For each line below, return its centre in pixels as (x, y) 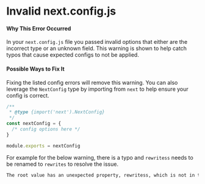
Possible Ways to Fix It (36, 69)
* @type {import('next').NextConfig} (57, 112)
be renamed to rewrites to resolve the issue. (63, 164)
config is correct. (28, 95)
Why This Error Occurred (39, 28)
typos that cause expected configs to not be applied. (73, 55)
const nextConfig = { (34, 124)
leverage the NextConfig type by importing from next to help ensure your (98, 89)
